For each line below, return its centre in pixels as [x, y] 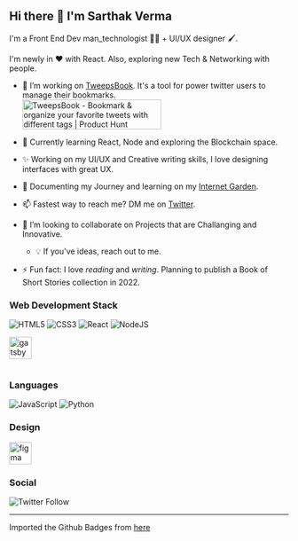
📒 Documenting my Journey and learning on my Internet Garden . [140, 186]
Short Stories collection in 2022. [81, 282]
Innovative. [42, 234]
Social [23, 482]
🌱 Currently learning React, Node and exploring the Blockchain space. [150, 142]
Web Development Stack [63, 305]
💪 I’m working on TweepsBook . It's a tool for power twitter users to [144, 85]
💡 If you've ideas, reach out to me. [98, 251]
